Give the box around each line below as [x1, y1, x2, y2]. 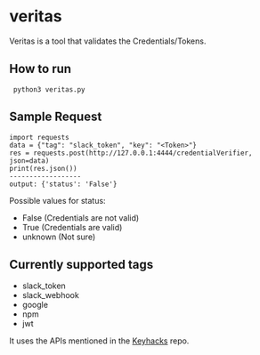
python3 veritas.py [12, 85, 86, 94]
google [21, 300, 49, 311]
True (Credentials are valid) [21, 222, 123, 232]
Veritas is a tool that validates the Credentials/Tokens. [9, 36, 207, 46]
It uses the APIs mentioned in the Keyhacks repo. [9, 335, 190, 346]
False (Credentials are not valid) [21, 212, 140, 223]
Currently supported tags [9, 256, 154, 272]
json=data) [9, 156, 50, 165]
